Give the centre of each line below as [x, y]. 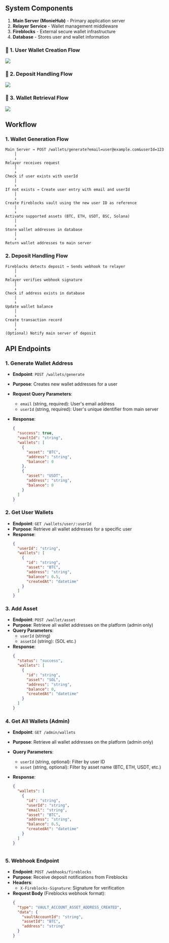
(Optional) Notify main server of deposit [51, 333]
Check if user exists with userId [42, 176]
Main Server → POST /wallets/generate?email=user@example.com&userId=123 [85, 150]
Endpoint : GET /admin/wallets [44, 732]
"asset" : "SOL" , [43, 680]
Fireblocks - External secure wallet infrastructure [64, 31]
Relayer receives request [32, 163]
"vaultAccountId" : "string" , [53, 917]
